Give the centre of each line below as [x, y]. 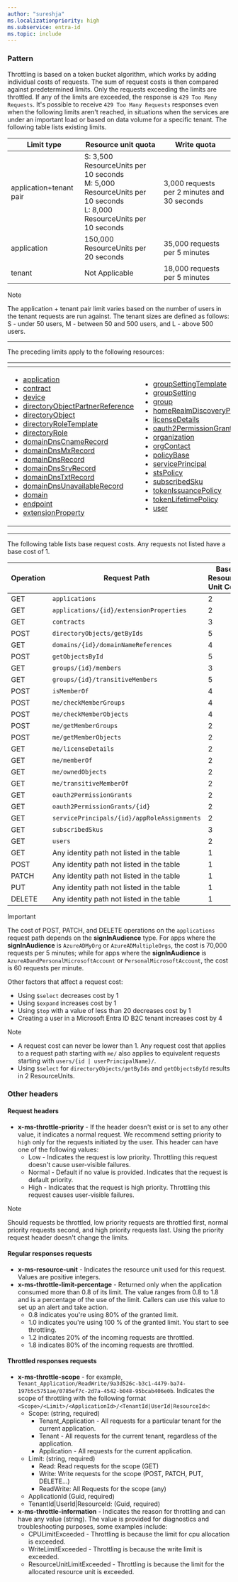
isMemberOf [70, 691]
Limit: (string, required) [62, 1459]
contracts [69, 622]
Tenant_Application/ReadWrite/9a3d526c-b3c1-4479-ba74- [102, 1384]
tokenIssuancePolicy [187, 490]
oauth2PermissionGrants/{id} [101, 806]
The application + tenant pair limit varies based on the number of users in [114, 308]
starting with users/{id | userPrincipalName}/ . [87, 1061]
